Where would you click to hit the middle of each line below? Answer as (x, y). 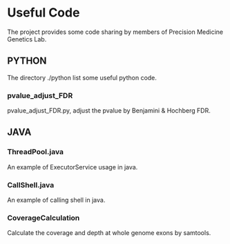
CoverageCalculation (44, 218)
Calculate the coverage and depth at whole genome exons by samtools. (109, 233)
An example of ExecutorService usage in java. (73, 167)
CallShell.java (31, 185)
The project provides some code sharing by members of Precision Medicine (115, 32)
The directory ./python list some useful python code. (82, 77)
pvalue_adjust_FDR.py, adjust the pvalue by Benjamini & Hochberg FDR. (109, 111)
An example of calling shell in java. (56, 200)
